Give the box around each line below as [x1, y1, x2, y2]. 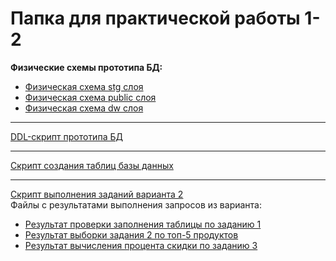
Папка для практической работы [10, 7, 301, 30]
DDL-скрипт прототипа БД [10, 130, 123, 142]
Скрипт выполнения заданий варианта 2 [10, 188, 184, 200]
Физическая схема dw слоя [24, 102, 144, 114]
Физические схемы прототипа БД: [10, 61, 163, 73]
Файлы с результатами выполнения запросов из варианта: [10, 198, 263, 211]
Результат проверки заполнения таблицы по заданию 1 [24, 218, 262, 230]
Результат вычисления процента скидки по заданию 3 [24, 239, 258, 251]
